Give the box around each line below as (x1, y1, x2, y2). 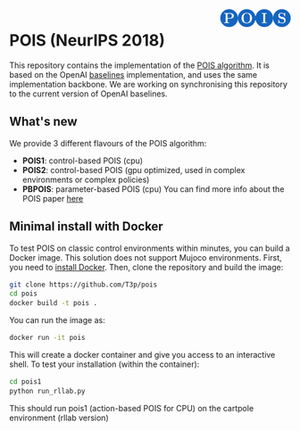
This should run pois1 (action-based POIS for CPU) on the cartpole (9, 402, 254, 413)
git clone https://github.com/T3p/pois (9, 280, 158, 289)
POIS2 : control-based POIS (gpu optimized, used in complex (21, 164, 246, 175)
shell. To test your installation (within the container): (9, 359, 200, 369)
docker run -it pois (9, 334, 87, 343)
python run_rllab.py (9, 386, 87, 395)
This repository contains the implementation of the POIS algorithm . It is (9, 60, 270, 70)
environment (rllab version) (9, 412, 109, 423)
